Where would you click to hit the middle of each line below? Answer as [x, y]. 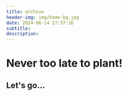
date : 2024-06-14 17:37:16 [40, 23]
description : [23, 34]
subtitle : [19, 28]
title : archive [25, 12]
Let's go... [26, 85]
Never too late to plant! [65, 64]
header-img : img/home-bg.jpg [43, 17]
